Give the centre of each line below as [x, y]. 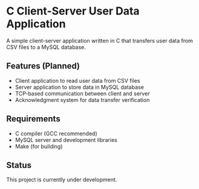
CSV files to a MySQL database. [46, 47]
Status [19, 165]
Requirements [33, 119]
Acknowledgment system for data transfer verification [82, 100]
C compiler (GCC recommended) [56, 133]
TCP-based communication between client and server [82, 93]
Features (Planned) [43, 66]
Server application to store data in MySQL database [79, 87]
